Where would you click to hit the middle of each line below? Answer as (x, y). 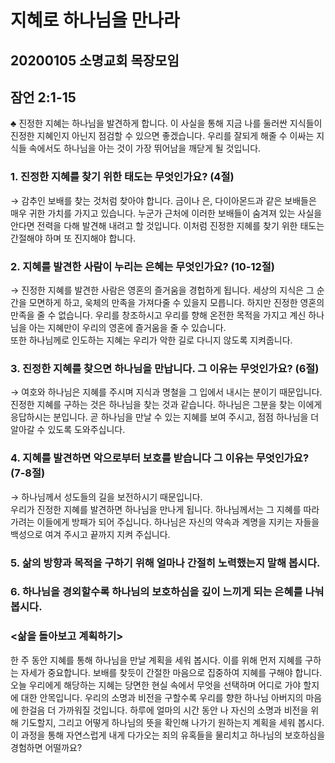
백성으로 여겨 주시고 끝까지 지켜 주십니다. (90, 534)
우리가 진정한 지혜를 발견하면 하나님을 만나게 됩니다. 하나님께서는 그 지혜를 (156, 509)
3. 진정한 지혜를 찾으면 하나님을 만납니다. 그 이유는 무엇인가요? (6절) (165, 368)
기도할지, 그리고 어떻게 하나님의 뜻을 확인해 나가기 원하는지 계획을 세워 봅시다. (172, 722)
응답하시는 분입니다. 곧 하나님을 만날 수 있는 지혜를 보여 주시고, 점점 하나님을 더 (165, 417)
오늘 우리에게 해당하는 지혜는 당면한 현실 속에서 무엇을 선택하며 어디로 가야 (156, 685)
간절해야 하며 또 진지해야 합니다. (73, 238)
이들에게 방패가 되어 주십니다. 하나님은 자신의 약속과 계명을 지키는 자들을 (178, 522)
